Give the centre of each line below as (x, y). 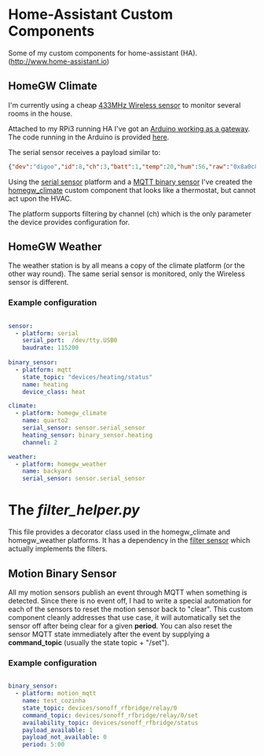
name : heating (45, 384)
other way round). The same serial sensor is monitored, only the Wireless (126, 274)
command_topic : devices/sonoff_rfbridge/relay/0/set (110, 715)
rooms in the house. (40, 113)
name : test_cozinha (54, 701)
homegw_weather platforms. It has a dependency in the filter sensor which (129, 540)
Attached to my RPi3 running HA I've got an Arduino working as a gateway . (129, 128)
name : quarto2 (45, 421)
